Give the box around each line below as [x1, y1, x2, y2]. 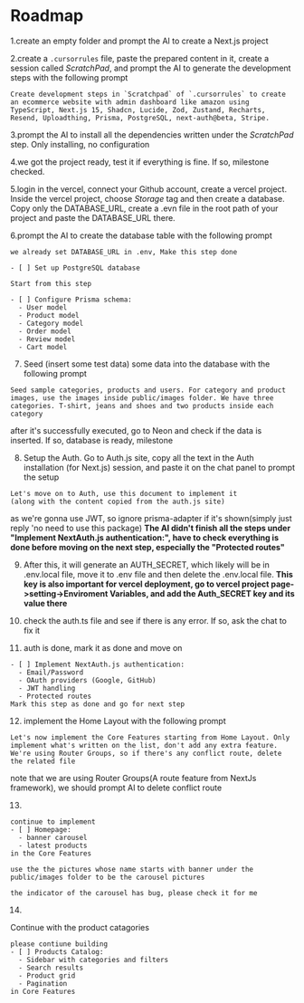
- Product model [18, 310, 80, 320]
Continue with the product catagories [10, 922, 150, 932]
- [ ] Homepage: [10, 825, 71, 834]
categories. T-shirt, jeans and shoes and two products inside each [10, 401, 274, 410]
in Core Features [10, 987, 76, 996]
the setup [23, 472, 60, 482]
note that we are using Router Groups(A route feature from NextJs [10, 772, 257, 783]
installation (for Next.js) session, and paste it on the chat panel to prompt [23, 462, 295, 473]
